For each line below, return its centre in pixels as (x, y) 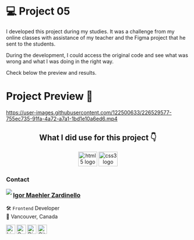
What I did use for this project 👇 (98, 138)
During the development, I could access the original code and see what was (97, 55)
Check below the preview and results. (51, 72)
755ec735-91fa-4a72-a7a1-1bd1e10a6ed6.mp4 (62, 119)
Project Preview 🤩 (50, 96)
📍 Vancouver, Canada (32, 216)
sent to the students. (31, 44)
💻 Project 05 (38, 11)
